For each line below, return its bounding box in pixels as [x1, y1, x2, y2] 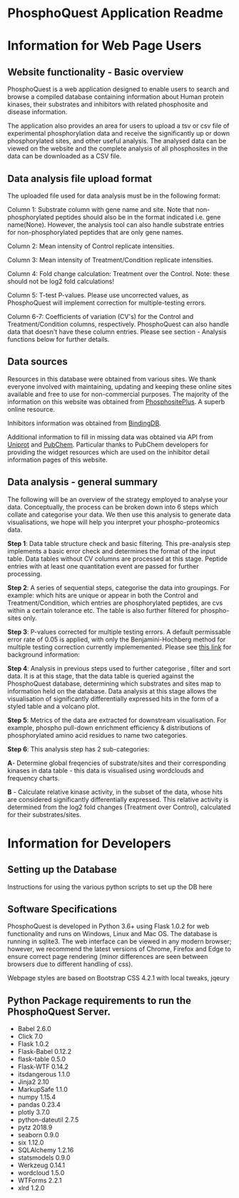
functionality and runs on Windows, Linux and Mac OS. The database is [7, 930, 218, 938]
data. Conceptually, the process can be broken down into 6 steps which [7, 502, 219, 511]
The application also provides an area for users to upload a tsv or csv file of [7, 121, 230, 130]
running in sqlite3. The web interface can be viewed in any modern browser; [7, 937, 232, 946]
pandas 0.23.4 [17, 1100, 61, 1109]
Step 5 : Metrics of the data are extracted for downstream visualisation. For [7, 716, 227, 724]
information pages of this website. [7, 455, 108, 464]
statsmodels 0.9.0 [17, 1154, 71, 1162]
